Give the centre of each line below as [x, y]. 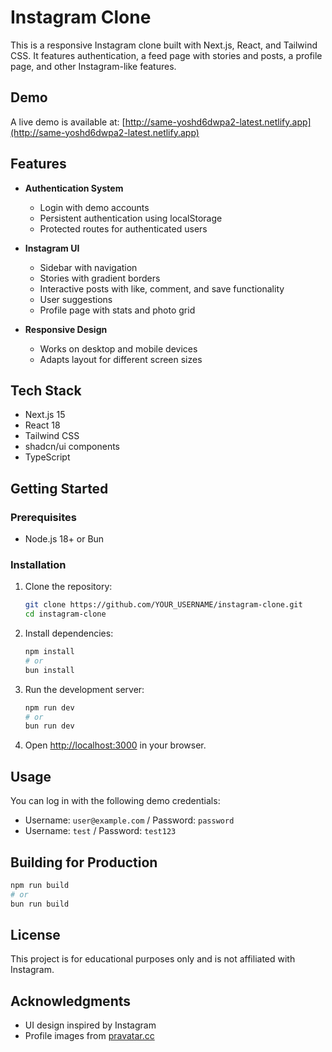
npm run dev [49, 707]
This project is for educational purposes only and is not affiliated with [153, 959]
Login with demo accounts [94, 207]
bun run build [40, 904]
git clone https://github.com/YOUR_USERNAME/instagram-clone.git [163, 605]
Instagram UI [52, 248]
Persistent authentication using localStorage [131, 218]
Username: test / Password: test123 [100, 831]
